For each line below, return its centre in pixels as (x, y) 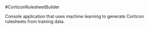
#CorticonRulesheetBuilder (32, 7)
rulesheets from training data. (35, 22)
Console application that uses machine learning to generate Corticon (74, 16)
